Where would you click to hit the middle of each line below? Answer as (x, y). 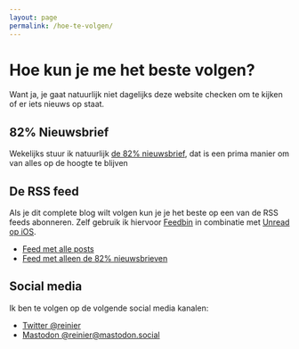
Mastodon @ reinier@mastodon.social (91, 335)
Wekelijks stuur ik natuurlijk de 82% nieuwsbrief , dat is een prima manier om (149, 154)
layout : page (33, 17)
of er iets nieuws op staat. (57, 104)
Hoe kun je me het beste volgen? (132, 70)
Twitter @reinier (52, 325)
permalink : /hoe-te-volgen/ (61, 26)
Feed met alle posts (58, 249)
